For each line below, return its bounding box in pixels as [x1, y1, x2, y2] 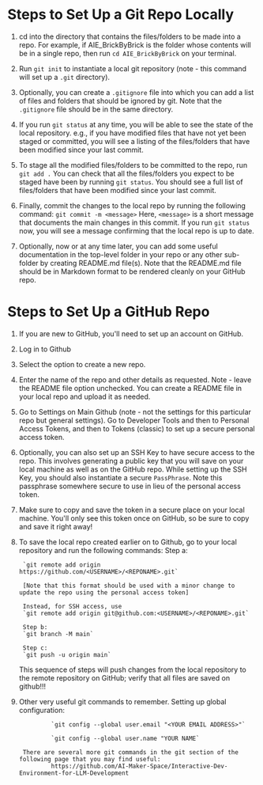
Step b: [22, 623, 48, 631]
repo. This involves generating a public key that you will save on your [18, 456, 244, 465]
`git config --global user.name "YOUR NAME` [51, 734, 200, 742]
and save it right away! [18, 521, 93, 531]
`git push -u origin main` [22, 650, 111, 658]
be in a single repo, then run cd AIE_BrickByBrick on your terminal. [18, 48, 237, 58]
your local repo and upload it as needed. [18, 392, 151, 401]
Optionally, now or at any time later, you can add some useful [18, 241, 218, 251]
